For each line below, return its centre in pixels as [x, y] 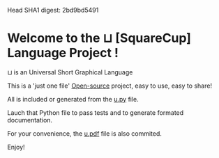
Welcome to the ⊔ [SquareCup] [99, 38]
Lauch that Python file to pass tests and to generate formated [96, 112]
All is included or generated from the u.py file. [73, 99]
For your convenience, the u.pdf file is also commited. [85, 133]
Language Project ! [63, 53]
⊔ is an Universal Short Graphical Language [70, 72]
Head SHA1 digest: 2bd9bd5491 [53, 10]
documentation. [30, 120]
